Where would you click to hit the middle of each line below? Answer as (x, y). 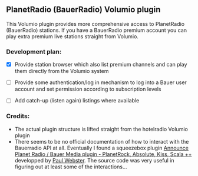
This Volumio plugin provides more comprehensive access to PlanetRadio (95, 24)
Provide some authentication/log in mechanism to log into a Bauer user (100, 82)
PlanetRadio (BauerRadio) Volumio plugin (83, 10)
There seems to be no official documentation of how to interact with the (102, 141)
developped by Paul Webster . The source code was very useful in (94, 160)
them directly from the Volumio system (62, 71)
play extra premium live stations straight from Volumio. (72, 36)
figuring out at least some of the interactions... (71, 167)
